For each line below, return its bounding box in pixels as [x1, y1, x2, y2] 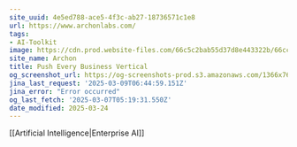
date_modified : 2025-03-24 [9, 104, 109, 112]
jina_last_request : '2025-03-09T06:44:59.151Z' [9, 79, 188, 88]
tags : [9, 29, 29, 38]
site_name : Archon [9, 54, 77, 63]
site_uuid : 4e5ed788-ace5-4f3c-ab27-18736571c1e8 [9, 12, 196, 22]
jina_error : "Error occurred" [9, 87, 121, 96]
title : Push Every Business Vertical [9, 63, 148, 72]
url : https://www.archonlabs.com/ [9, 21, 137, 30]
